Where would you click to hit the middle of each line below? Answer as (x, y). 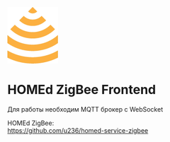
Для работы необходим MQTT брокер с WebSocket (85, 109)
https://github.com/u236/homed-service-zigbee (78, 130)
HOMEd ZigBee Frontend (82, 90)
